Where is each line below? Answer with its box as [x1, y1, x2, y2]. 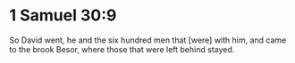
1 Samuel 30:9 [9, 5, 117, 26]
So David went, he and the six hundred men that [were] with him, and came [9, 35, 287, 45]
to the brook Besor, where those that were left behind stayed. [9, 43, 235, 54]
